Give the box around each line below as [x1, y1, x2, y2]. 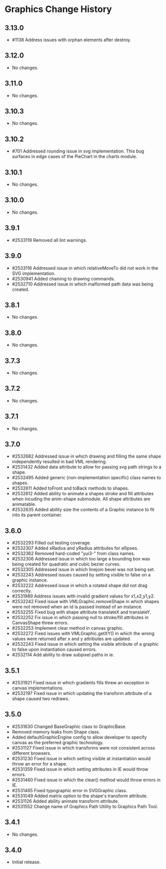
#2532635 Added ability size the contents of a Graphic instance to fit [11, 507, 154, 513]
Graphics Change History [4, 4, 112, 15]
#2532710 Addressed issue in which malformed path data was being [11, 281, 153, 287]
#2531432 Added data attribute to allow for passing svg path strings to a [11, 464, 161, 470]
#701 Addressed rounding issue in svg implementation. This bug [11, 148, 144, 154]
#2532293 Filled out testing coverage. [11, 540, 91, 546]
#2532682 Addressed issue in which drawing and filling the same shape [11, 453, 161, 460]
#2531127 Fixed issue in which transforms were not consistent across [11, 745, 155, 751]
